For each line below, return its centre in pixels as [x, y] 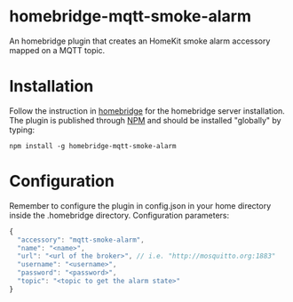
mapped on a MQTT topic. [57, 50]
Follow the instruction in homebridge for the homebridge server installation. [147, 111]
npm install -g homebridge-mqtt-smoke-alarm [93, 146]
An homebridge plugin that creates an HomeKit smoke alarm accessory [140, 41]
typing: [22, 130]
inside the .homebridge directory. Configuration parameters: [119, 215]
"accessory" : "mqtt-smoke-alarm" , [81, 240]
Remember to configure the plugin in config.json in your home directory [140, 205]
